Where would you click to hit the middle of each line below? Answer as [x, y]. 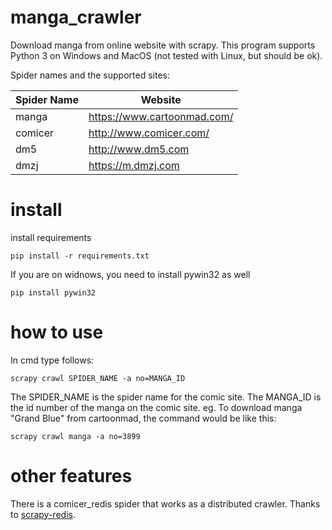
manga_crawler [76, 17]
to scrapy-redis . [43, 514]
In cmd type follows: [52, 360]
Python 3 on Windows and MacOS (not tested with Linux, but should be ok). [166, 55]
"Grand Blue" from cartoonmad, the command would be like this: [143, 418]
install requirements [51, 237]
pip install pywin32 [53, 292]
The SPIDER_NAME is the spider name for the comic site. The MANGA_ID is [166, 397]
